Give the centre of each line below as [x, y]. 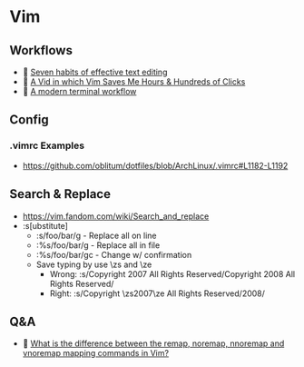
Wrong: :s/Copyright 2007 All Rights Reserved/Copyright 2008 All [172, 273]
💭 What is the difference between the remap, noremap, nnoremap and [153, 343]
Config [29, 120]
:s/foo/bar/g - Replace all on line [96, 235]
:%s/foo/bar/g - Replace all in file [98, 245]
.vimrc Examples [47, 145]
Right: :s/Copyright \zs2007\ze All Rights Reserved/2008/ [157, 293]
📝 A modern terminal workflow [79, 91]
